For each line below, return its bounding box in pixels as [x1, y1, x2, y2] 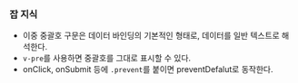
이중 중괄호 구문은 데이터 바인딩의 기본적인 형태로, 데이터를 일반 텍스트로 [22, 30, 280, 41]
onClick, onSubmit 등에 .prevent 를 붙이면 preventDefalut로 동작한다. [22, 64, 273, 75]
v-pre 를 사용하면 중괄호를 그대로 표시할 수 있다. [22, 52, 192, 64]
